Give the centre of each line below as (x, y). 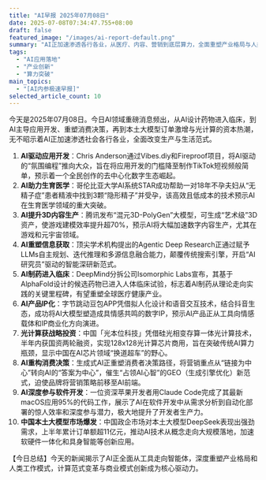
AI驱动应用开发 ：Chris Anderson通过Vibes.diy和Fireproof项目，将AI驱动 (138, 156)
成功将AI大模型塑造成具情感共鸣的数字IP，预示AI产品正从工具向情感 (144, 314)
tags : (18, 52)
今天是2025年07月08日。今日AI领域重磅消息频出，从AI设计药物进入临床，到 (133, 120)
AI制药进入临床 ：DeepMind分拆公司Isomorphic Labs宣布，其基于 (127, 274)
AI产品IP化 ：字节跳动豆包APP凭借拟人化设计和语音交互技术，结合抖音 (134, 303)
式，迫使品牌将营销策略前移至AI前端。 (82, 382)
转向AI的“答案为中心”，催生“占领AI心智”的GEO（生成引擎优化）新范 (140, 373)
